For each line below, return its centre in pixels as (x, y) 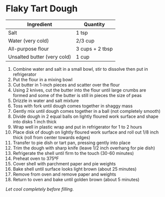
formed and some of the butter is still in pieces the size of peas (77, 95)
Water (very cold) (28, 41)
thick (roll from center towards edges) (52, 137)
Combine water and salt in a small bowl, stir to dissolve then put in (80, 69)
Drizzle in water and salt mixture (46, 100)
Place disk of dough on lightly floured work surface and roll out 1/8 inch (86, 132)
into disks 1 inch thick (35, 121)
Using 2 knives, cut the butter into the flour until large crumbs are (80, 90)
